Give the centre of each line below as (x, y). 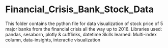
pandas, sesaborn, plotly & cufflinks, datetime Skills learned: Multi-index (81, 34)
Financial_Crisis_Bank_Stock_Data (80, 9)
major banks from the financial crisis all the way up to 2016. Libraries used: (84, 29)
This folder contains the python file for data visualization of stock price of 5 (84, 23)
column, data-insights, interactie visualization (53, 40)
